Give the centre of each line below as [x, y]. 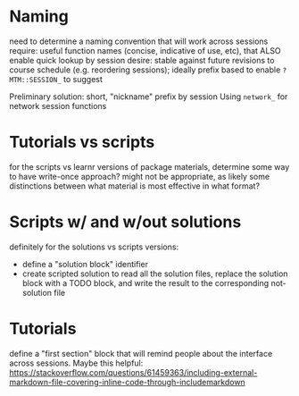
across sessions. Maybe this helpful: [76, 363]
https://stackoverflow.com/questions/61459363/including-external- [133, 372]
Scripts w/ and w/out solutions [125, 222]
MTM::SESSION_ [36, 80]
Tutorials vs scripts [82, 143]
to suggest [83, 79]
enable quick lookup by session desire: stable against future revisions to [142, 60]
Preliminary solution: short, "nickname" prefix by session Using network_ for [149, 97]
